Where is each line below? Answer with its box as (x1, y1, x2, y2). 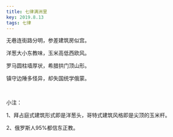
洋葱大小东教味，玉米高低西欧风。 (6, 49, 90, 57)
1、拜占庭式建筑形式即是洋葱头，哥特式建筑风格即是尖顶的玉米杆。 (6, 111, 171, 119)
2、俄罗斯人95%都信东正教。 (6, 124, 79, 132)
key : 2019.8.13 (6, 14, 44, 20)
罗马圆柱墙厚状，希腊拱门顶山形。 (6, 62, 90, 69)
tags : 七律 (6, 20, 32, 26)
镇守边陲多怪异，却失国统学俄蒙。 (6, 75, 90, 82)
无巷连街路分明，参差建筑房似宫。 (6, 37, 90, 44)
